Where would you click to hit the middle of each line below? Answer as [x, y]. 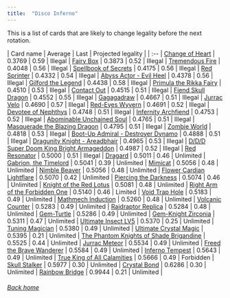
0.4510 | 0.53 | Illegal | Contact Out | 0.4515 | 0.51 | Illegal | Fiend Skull [106, 90]
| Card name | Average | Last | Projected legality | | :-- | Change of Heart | [111, 53]
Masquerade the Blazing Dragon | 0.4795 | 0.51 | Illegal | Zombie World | [109, 126]
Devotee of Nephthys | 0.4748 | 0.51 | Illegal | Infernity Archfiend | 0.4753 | [113, 112]
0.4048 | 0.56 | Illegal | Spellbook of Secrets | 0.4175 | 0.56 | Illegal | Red [110, 68]
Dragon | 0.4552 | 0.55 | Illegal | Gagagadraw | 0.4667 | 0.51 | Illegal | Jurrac [115, 97]
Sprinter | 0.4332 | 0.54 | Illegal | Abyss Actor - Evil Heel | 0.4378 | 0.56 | [110, 75]
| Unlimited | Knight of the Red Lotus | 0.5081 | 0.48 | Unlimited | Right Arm [113, 184]
